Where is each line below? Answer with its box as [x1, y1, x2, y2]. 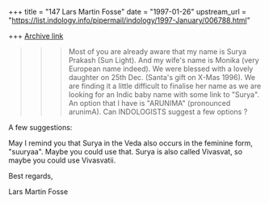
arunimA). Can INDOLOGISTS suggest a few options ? [68, 107, 248, 116]
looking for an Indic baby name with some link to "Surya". [68, 90, 260, 99]
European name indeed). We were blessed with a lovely [68, 64, 254, 74]
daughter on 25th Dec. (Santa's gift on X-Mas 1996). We [68, 73, 256, 82]
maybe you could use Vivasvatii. [8, 155, 116, 165]
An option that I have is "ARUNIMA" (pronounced [68, 99, 231, 108]
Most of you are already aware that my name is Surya [68, 47, 246, 56]
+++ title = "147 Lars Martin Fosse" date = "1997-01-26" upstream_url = [8, 7, 246, 16]
